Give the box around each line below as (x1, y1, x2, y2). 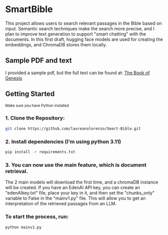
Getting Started (5, 90, 55, 98)
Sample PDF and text (5, 56, 72, 65)
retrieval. (5, 167, 28, 174)
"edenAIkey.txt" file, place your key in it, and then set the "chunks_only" (5, 190, 155, 196)
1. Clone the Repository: (5, 114, 65, 122)
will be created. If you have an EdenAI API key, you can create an (5, 185, 140, 191)
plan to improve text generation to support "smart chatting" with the (5, 31, 146, 37)
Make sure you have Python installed (5, 103, 69, 108)
